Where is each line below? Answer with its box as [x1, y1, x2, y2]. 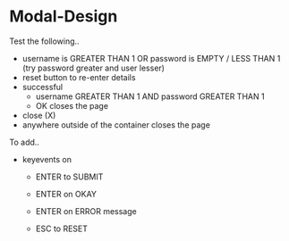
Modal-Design [9, 6, 118, 27]
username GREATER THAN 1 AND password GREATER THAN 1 [35, 91, 266, 102]
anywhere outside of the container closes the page [21, 119, 210, 130]
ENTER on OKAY [35, 188, 97, 199]
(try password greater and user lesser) [21, 62, 166, 73]
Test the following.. [9, 36, 80, 46]
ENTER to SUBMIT [35, 171, 104, 182]
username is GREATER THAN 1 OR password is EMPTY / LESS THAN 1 [21, 53, 281, 63]
